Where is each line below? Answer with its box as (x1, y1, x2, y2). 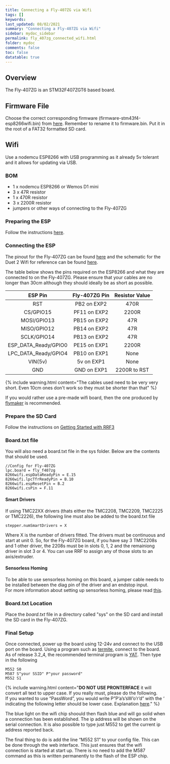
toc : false (5, 50, 28, 55)
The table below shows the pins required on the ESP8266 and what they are (5, 269, 164, 275)
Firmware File (5, 102, 49, 110)
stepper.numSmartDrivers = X (5, 523, 67, 528)
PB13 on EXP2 (73, 333, 109, 340)
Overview (5, 73, 37, 82)
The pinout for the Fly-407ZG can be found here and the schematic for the (5, 253, 161, 259)
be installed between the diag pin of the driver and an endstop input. (5, 582, 149, 588)
